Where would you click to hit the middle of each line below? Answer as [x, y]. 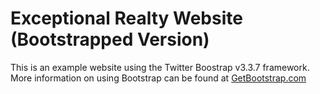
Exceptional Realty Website [126, 18]
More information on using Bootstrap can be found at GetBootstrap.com [158, 78]
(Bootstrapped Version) [110, 39]
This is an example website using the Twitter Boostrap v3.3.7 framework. [160, 67]
